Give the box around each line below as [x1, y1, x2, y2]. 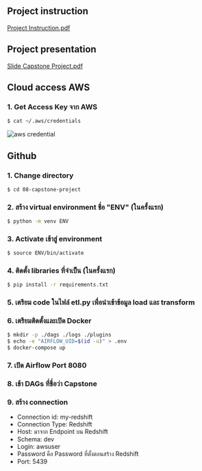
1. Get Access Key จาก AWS [7, 102, 98, 112]
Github [7, 150, 37, 162]
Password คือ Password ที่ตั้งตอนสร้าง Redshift [16, 450, 139, 458]
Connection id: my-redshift [16, 413, 93, 421]
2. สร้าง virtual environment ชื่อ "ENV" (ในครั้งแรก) [7, 202, 164, 212]
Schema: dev [16, 435, 55, 444]
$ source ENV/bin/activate [7, 250, 84, 256]
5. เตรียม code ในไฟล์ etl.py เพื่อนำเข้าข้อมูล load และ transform [7, 298, 195, 307]
